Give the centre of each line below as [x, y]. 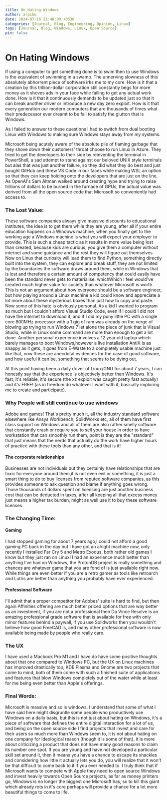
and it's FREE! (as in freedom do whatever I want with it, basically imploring [82, 385]
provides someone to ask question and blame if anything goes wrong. [77, 484]
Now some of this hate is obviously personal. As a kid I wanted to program [82, 306]
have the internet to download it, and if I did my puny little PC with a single [81, 317]
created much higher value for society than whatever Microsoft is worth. [79, 285]
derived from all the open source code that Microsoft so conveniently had [81, 192]
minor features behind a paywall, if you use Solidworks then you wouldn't [81, 622]
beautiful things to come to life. [37, 792]
